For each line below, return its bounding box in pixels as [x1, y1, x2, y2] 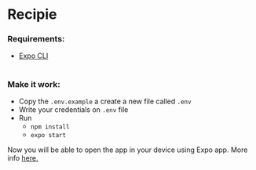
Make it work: [7, 78, 60, 89]
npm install [30, 123, 70, 131]
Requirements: [7, 34, 65, 45]
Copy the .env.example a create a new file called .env [18, 96, 192, 107]
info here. [7, 154, 38, 163]
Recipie [7, 5, 57, 24]
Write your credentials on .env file [18, 105, 129, 114]
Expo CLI [18, 51, 49, 60]
